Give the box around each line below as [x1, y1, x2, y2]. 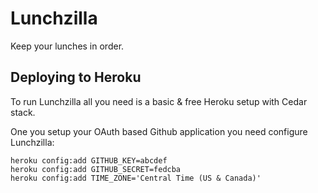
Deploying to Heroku [10, 69, 142, 86]
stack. [10, 106, 36, 118]
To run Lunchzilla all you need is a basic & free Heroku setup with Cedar [10, 95, 308, 107]
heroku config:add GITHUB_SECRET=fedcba [10, 164, 182, 174]
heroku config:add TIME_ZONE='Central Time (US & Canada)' [10, 173, 262, 183]
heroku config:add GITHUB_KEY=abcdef [10, 155, 168, 166]
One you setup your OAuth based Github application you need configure [10, 125, 308, 137]
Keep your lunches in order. [10, 40, 125, 52]
